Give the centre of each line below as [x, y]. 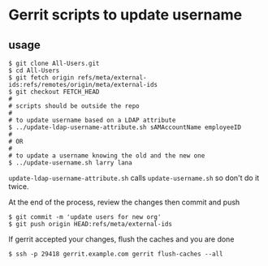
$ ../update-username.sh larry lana [70, 163]
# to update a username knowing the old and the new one [107, 156]
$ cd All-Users [34, 71]
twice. [19, 187]
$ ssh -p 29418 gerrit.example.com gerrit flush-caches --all [116, 254]
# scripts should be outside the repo [74, 106]
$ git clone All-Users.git [54, 63]
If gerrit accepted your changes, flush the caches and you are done [121, 239]
